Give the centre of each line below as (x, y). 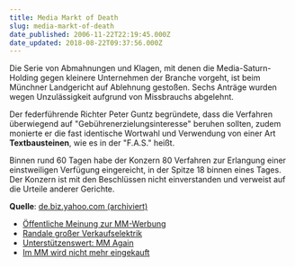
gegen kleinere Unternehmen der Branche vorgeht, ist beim (150, 78)
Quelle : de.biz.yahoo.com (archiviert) (79, 207)
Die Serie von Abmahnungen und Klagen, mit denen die (112, 68)
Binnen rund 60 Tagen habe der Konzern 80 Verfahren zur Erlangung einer (147, 160)
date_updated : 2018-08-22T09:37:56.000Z (86, 43)
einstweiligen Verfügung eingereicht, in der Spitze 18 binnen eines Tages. (145, 170)
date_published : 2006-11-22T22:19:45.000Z (90, 34)
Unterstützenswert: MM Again (78, 243)
